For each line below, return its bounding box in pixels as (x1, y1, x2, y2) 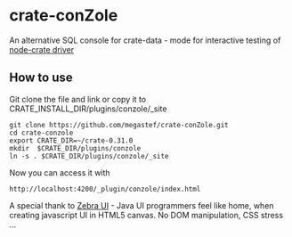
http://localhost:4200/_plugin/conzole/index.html (9, 184, 201, 193)
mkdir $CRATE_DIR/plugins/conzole (9, 143, 142, 152)
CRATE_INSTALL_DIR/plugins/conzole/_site (9, 103, 167, 114)
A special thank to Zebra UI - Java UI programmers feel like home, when (9, 200, 274, 210)
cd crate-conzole (9, 128, 74, 137)
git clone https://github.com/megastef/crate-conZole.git (9, 120, 229, 129)
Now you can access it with (9, 167, 110, 178)
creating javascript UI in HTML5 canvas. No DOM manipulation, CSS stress (9, 209, 283, 220)
